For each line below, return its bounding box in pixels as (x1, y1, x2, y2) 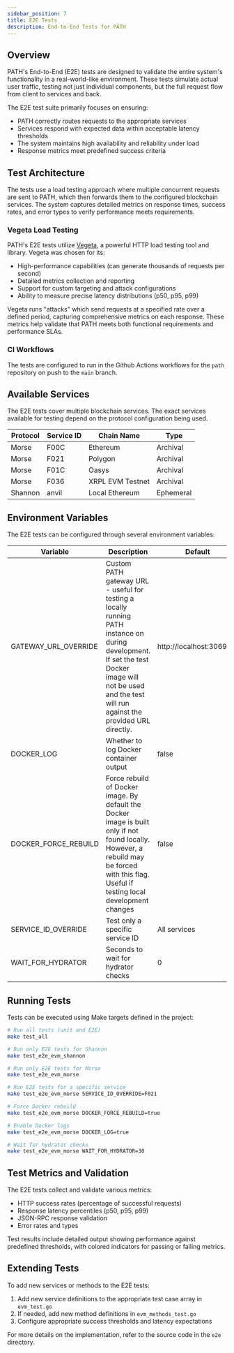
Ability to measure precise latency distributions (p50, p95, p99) (17, 291, 199, 300)
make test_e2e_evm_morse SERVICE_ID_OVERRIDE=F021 (7, 1090, 157, 1097)
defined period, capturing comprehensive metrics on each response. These (7, 312, 224, 321)
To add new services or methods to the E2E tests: (7, 1281, 150, 1289)
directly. (105, 724, 132, 734)
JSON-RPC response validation (17, 1214, 108, 1222)
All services (157, 925, 196, 935)
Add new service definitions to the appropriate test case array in (17, 1294, 203, 1303)
